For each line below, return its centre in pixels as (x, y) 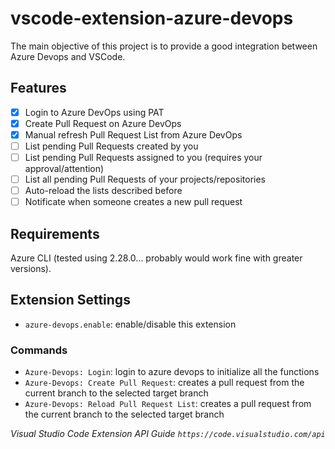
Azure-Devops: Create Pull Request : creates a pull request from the (164, 383)
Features (38, 88)
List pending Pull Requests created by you (111, 146)
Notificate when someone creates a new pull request (133, 202)
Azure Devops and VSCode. (68, 56)
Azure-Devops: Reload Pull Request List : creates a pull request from (168, 404)
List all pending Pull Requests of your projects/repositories (145, 179)
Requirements (55, 233)
